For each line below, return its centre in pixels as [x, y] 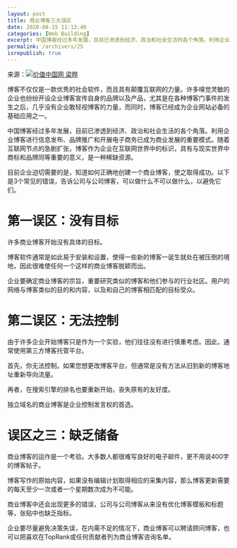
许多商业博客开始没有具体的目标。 [57, 242]
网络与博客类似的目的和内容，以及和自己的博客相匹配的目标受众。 [103, 290]
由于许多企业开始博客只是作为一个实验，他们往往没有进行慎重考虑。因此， [115, 341]
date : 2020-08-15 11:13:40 [47, 27]
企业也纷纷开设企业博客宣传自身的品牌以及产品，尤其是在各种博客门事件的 [115, 98]
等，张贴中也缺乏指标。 [41, 513]
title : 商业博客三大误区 [39, 20]
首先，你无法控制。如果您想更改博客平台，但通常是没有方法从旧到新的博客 [115, 365]
